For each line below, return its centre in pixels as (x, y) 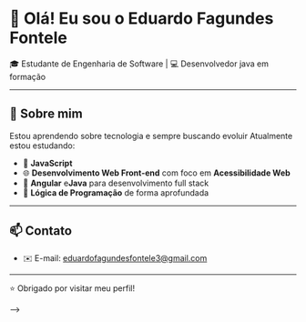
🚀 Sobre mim (46, 114)
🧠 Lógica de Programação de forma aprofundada (116, 192)
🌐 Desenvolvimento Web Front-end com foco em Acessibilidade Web (157, 173)
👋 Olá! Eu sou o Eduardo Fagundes (142, 19)
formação (28, 76)
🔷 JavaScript (47, 163)
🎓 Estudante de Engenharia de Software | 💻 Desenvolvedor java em (139, 64)
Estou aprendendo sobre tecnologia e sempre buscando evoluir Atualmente (151, 136)
